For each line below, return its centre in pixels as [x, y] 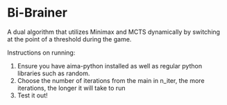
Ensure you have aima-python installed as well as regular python [110, 66]
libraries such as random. [53, 73]
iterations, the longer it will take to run [71, 88]
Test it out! [32, 95]
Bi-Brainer [37, 13]
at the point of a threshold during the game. [69, 39]
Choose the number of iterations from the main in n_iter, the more [111, 80]
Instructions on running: [41, 52]
